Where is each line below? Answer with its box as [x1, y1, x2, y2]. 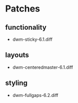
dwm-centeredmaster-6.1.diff [12, 64, 73, 70]
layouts [5, 51, 29, 59]
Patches [5, 3, 40, 15]
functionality [5, 23, 47, 32]
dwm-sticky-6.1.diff [12, 36, 53, 42]
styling [5, 79, 28, 87]
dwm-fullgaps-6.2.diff [12, 92, 59, 98]
